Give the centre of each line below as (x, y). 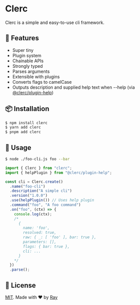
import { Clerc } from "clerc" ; (38, 168)
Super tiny (23, 50)
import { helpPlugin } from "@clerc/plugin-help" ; (59, 172)
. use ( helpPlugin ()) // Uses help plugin (52, 200)
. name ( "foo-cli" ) (28, 186)
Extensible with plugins (36, 76)
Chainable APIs (28, 61)
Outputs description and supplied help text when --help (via (73, 87)
